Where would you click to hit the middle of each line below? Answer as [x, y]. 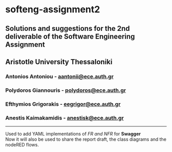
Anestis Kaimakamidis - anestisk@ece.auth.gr [64, 118]
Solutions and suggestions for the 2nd [68, 28]
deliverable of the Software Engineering [70, 36]
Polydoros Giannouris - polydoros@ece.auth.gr [66, 90]
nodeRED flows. [22, 145]
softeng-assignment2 [53, 9]
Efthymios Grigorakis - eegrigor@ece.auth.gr [63, 104]
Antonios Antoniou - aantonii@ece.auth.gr [60, 77]
